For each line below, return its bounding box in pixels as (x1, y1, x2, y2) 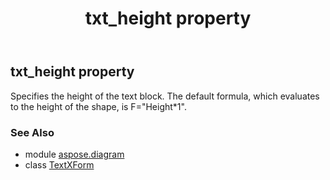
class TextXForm (24, 158, 95, 171)
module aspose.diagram (24, 148, 125, 160)
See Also (10, 125, 55, 139)
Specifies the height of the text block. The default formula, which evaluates (10, 90, 320, 102)
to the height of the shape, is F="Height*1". (10, 100, 187, 112)
